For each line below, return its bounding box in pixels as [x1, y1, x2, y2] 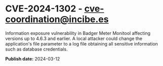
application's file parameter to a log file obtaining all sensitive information [5, 40, 158, 46]
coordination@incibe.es [5, 13, 109, 25]
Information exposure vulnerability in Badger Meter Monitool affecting [5, 30, 151, 36]
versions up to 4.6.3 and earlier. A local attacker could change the [5, 35, 143, 41]
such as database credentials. [5, 46, 68, 52]
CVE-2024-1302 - [5, 3, 83, 14]
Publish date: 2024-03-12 [5, 55, 60, 61]
